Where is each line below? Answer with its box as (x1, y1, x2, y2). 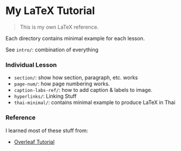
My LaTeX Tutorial (5, 4, 95, 18)
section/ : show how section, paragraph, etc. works (13, 74, 138, 81)
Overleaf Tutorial (13, 138, 55, 145)
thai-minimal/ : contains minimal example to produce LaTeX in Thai (13, 99, 176, 106)
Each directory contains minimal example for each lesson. (5, 35, 145, 42)
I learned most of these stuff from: (5, 127, 88, 134)
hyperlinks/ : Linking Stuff (13, 92, 77, 100)
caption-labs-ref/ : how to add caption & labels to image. (13, 87, 153, 94)
